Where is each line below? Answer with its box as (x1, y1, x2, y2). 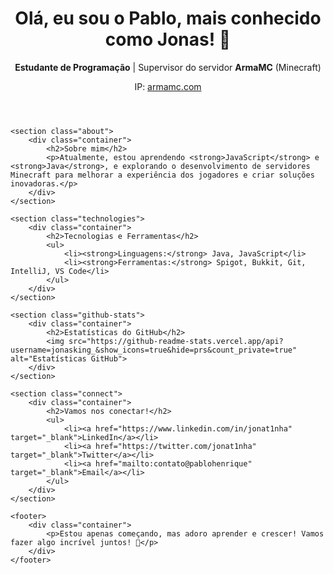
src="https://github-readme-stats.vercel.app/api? (68, 336, 284, 346)
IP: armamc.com (134, 80, 202, 92)
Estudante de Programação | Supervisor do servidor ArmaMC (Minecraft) (14, 61, 322, 73)
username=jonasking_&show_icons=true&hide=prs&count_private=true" (10, 345, 298, 355)
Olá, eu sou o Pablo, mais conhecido (14, 7, 322, 30)
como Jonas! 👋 (104, 28, 232, 51)
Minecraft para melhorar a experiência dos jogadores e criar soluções (10, 170, 315, 180)
